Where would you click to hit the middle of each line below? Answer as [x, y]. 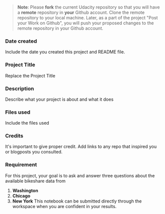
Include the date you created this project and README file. [65, 52]
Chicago [21, 196]
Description [20, 88]
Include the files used [27, 123]
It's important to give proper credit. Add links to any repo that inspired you [81, 146]
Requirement [21, 165]
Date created [21, 41]
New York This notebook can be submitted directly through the [77, 201]
